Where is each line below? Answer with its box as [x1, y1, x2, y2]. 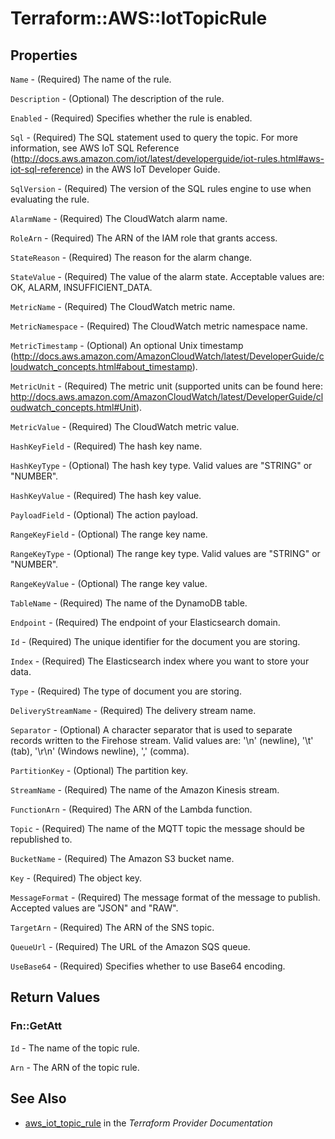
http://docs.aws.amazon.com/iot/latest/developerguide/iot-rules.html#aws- [13, 153, 325, 164]
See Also [10, 1090, 67, 1107]
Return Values [10, 989, 101, 1006]
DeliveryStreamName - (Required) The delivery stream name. [10, 705, 257, 716]
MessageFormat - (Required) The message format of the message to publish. [10, 892, 321, 903]
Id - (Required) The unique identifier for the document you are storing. [10, 636, 301, 647]
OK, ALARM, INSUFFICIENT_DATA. [10, 282, 153, 293]
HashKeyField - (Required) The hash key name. [10, 440, 203, 452]
